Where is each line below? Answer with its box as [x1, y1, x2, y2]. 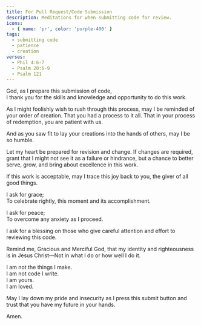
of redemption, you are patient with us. [6, 119, 103, 126]
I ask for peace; [6, 209, 45, 217]
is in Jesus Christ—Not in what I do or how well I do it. [6, 252, 141, 259]
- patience [12, 43, 39, 49]
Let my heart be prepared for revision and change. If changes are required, [6, 148, 193, 156]
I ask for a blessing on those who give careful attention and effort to [6, 228, 176, 235]
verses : [6, 54, 26, 60]
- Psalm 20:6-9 [12, 65, 50, 71]
